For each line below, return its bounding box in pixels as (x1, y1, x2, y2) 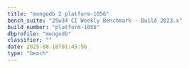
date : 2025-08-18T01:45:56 (7, 43, 87, 50)
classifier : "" (7, 37, 53, 44)
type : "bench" (7, 50, 50, 57)
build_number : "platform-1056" (7, 23, 100, 30)
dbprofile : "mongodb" (7, 30, 72, 38)
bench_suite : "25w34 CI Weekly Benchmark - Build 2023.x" (7, 17, 183, 24)
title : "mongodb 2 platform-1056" (7, 10, 110, 18)
